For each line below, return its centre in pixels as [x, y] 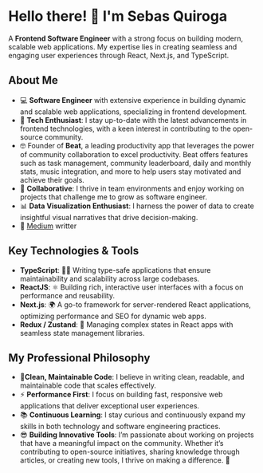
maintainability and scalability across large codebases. [110, 278]
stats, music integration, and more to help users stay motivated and [130, 171]
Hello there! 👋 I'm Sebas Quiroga [118, 16]
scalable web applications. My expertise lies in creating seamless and [123, 46]
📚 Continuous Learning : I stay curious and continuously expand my [132, 415]
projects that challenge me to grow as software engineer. [114, 197]
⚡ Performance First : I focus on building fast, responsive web [121, 395]
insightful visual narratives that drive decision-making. [109, 217]
